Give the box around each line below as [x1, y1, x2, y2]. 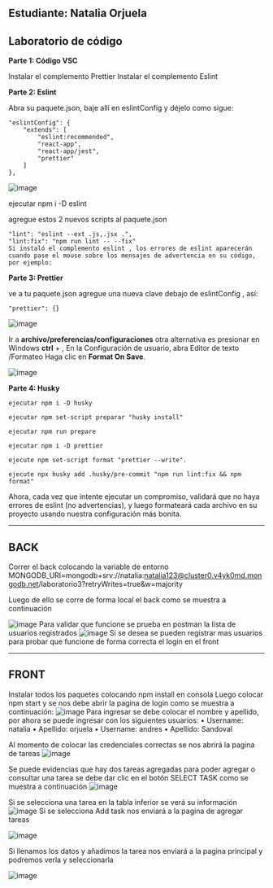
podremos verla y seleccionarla [8, 855, 114, 864]
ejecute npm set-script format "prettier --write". [8, 456, 187, 465]
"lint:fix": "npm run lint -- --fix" [8, 238, 136, 246]
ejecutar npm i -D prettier [8, 442, 104, 450]
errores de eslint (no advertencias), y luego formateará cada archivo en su [8, 501, 258, 510]
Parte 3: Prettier [8, 273, 63, 283]
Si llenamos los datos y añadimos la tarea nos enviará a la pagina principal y [8, 846, 263, 855]
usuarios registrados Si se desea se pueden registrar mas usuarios [8, 628, 262, 638]
